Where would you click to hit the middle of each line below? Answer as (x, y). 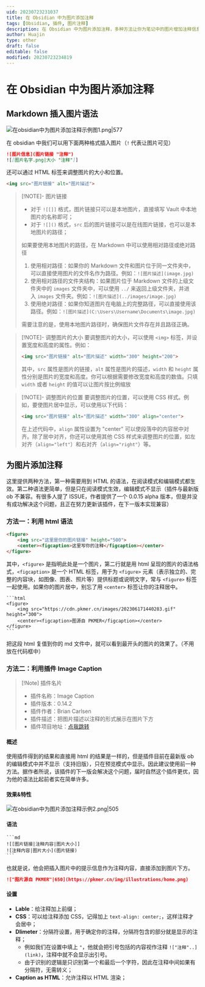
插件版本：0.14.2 (51, 703)
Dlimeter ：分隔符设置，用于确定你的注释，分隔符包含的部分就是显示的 (104, 931)
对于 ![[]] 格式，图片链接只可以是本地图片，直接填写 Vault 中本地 (113, 209)
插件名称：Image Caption (62, 696)
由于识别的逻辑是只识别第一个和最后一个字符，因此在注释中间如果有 (110, 962)
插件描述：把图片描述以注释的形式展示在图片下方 (92, 718)
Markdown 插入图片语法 (52, 114)
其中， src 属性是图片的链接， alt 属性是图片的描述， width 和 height (106, 369)
